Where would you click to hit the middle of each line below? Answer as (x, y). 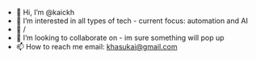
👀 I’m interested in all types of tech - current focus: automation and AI (132, 21)
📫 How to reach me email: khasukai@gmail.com (97, 47)
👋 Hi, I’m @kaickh (45, 12)
